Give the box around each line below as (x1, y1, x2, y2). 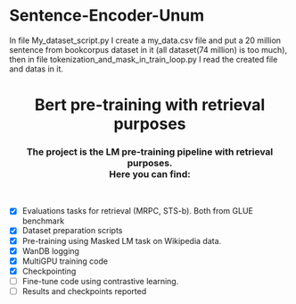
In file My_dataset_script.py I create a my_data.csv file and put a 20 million (9, 35, 282, 46)
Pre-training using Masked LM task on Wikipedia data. (21, 235, 222, 246)
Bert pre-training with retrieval (34, 95, 266, 115)
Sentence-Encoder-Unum (9, 5, 205, 26)
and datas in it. (9, 63, 64, 74)
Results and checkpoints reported (21, 285, 147, 296)
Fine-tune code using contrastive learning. (21, 275, 179, 286)
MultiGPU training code (21, 256, 109, 266)
